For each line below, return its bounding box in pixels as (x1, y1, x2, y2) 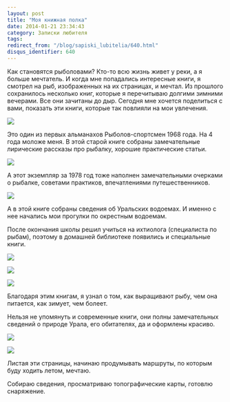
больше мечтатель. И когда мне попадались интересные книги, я (7, 74, 201, 83)
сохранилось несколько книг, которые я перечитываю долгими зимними (7, 89, 223, 97)
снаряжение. (7, 387, 46, 395)
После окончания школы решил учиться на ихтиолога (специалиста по (7, 225, 217, 233)
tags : (7, 36, 23, 43)
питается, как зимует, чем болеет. (7, 299, 108, 307)
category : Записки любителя (7, 29, 88, 36)
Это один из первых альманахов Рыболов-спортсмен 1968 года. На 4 (7, 130, 213, 138)
